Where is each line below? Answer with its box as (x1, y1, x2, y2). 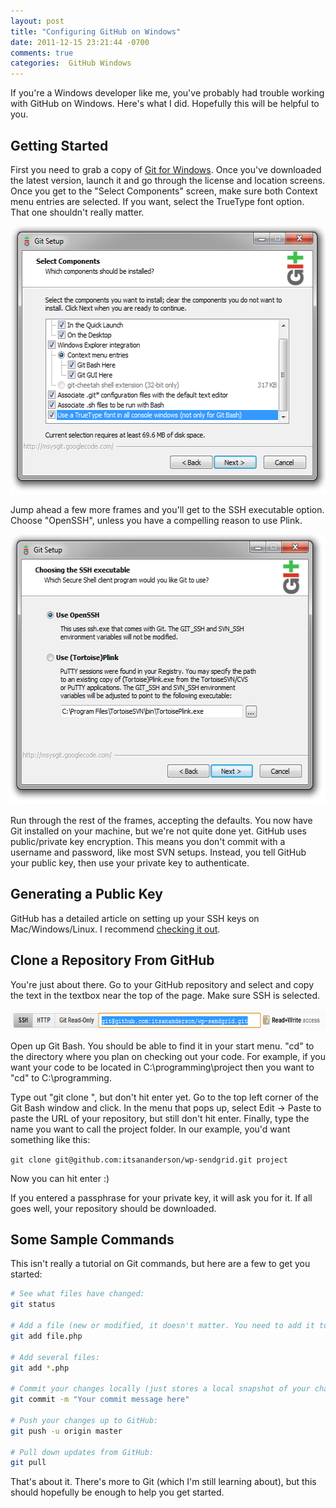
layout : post (10, 16, 65, 26)
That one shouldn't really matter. (10, 206, 145, 218)
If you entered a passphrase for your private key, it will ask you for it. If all (10, 1191, 313, 1204)
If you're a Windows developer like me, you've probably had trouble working (10, 87, 325, 99)
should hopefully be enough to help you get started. (10, 1486, 225, 1499)
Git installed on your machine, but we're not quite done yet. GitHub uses (10, 825, 307, 837)
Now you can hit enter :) (10, 1172, 110, 1184)
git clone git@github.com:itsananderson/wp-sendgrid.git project (10, 1155, 288, 1165)
